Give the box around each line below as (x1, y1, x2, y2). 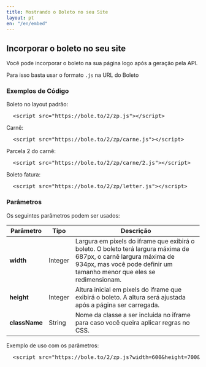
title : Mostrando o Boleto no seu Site (6, 9, 109, 15)
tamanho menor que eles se (75, 267, 156, 276)
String (48, 318, 66, 326)
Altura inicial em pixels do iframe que (75, 285, 182, 294)
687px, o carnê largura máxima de (75, 252, 175, 261)
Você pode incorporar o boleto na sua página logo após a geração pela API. (6, 60, 198, 67)
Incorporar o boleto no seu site (6, 43, 126, 53)
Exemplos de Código (6, 87, 69, 95)
